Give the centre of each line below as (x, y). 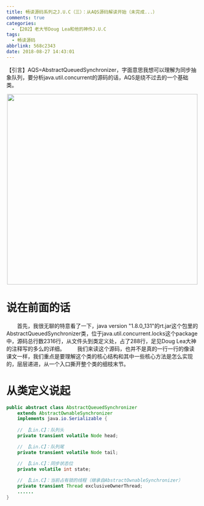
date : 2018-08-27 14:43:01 (40, 52)
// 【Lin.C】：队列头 (41, 430)
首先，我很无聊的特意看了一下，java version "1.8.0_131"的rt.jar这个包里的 (108, 326)
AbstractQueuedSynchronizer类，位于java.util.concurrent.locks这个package (102, 333)
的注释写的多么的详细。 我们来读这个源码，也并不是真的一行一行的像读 (100, 349)
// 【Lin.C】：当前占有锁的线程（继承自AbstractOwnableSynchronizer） (100, 480)
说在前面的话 (39, 308)
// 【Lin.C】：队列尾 (41, 447)
